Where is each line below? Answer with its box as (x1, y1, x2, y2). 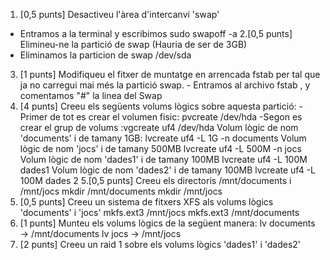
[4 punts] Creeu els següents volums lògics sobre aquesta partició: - (19, 100, 303, 112)
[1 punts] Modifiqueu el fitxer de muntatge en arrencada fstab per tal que (19, 69, 321, 80)
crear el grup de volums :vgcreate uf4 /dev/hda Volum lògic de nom (19, 122, 299, 133)
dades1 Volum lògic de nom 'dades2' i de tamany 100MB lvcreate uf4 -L (19, 164, 316, 176)
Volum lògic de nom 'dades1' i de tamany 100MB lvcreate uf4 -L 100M (19, 154, 308, 165)
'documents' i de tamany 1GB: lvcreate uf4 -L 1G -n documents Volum (19, 132, 307, 144)
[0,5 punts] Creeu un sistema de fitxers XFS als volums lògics (19, 196, 274, 208)
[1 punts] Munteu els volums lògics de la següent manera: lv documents (19, 217, 316, 229)
